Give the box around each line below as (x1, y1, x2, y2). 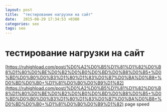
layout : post (5, 7, 33, 12)
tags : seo (5, 26, 26, 31)
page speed (124, 101, 149, 107)
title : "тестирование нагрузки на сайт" (5, 12, 93, 17)
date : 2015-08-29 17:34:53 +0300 (5, 16, 80, 21)
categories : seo (5, 21, 39, 26)
